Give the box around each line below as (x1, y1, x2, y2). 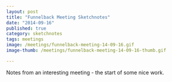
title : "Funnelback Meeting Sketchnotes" (6, 14, 111, 20)
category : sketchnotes (6, 31, 62, 37)
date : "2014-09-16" (6, 20, 55, 26)
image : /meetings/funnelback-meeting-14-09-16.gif (6, 42, 135, 48)
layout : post (6, 8, 39, 15)
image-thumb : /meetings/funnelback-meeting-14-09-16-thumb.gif (6, 48, 167, 53)
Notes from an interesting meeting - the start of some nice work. (6, 69, 165, 76)
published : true (6, 25, 46, 31)
